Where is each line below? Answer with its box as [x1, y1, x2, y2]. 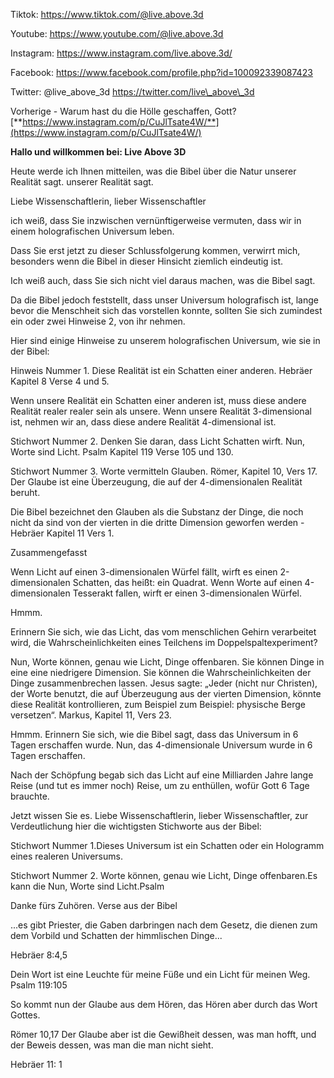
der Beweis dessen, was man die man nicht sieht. [10, 1039, 214, 1051]
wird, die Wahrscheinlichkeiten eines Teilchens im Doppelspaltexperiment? [10, 637, 318, 648]
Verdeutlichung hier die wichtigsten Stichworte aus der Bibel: [10, 820, 262, 832]
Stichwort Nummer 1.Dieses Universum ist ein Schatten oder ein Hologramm [10, 840, 325, 851]
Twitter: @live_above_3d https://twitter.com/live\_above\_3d [10, 86, 255, 98]
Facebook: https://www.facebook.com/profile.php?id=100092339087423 [10, 67, 313, 78]
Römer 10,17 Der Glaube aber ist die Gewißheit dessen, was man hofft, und [10, 1029, 317, 1040]
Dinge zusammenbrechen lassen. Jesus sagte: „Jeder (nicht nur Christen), [10, 677, 318, 689]
